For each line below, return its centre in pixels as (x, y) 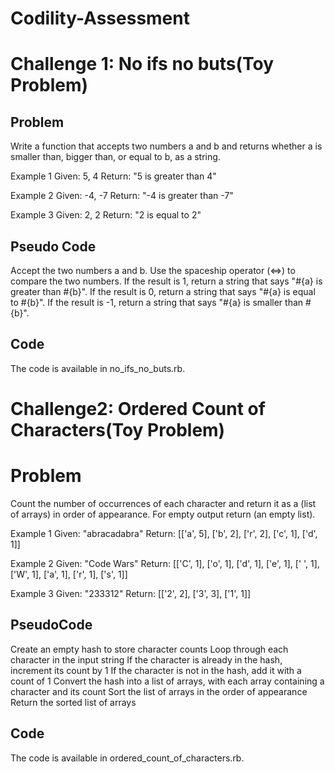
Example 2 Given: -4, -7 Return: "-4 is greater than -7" (122, 196)
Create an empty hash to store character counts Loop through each (149, 649)
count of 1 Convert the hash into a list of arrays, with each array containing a (167, 681)
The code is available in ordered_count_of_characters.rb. (127, 758)
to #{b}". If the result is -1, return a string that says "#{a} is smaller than (157, 302)
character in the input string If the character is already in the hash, (146, 659)
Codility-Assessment (100, 18)
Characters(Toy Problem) (118, 430)
